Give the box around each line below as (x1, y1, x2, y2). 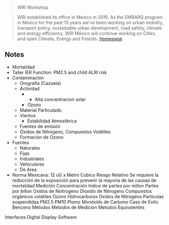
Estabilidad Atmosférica (27, 118, 77, 124)
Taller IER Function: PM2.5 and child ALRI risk (12, 69, 107, 75)
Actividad (19, 85, 40, 91)
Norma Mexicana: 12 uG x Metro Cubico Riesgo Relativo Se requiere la (12, 172, 159, 178)
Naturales (19, 145, 40, 151)
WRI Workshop (17, 5, 49, 10)
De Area (19, 166, 37, 172)
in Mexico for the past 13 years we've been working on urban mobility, (17, 20, 164, 25)
